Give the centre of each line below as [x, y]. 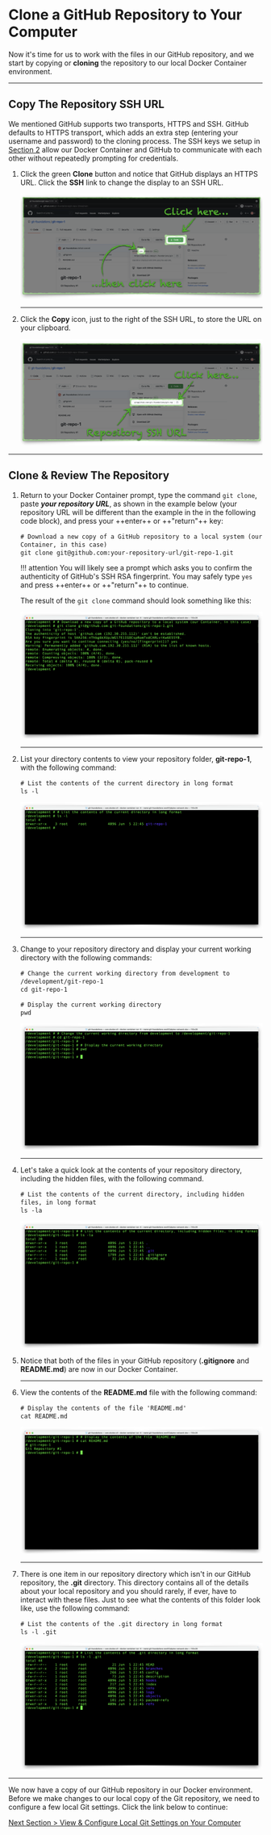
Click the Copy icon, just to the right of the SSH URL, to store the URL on [141, 320]
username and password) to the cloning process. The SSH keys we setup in [134, 141]
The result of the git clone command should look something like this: [135, 600]
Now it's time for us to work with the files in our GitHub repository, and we [131, 54]
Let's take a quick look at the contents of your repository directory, [131, 1170]
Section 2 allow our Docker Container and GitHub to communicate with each [135, 149]
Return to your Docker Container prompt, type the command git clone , [139, 495]
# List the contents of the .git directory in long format [121, 1624]
